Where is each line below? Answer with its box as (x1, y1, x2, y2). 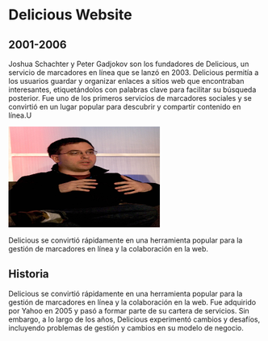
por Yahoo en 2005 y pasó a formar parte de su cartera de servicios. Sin (8, 306, 250, 315)
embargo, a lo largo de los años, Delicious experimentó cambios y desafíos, (8, 314, 261, 324)
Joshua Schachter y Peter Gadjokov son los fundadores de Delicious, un (8, 59, 249, 69)
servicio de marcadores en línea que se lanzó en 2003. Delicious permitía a (8, 68, 259, 77)
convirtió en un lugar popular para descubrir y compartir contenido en (8, 102, 241, 111)
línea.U (8, 110, 32, 120)
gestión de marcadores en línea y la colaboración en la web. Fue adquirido (8, 297, 257, 307)
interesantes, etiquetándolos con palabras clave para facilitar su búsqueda (8, 85, 257, 94)
